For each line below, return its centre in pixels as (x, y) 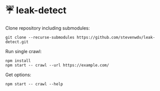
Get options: (19, 75)
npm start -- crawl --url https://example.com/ (57, 65)
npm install (18, 61)
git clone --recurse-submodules (40, 37)
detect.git (17, 42)
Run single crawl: (24, 51)
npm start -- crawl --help (34, 84)
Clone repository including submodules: (48, 28)
